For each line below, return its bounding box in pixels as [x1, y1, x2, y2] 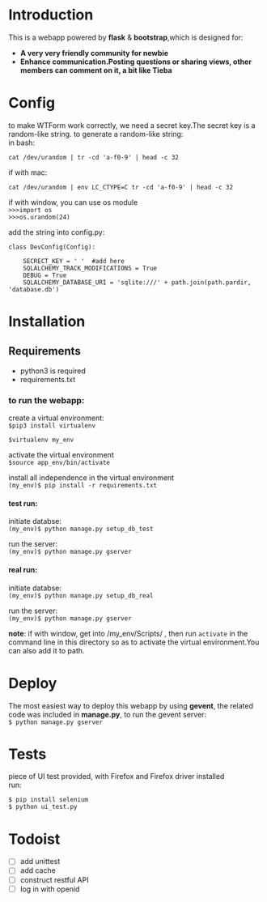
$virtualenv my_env [8, 436, 74, 445]
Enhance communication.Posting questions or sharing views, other [19, 57, 252, 66]
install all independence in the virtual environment [8, 473, 175, 483]
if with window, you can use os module [8, 197, 138, 207]
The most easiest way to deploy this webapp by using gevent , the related [8, 700, 253, 710]
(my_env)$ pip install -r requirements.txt [8, 482, 158, 490]
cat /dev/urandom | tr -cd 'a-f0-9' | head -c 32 [8, 153, 180, 161]
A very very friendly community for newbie [19, 48, 168, 57]
